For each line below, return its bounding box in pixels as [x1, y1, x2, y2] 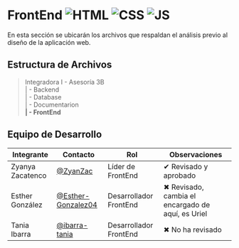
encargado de [163, 200, 211, 210]
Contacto [63, 149, 95, 159]
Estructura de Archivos [7, 59, 112, 71]
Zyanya [11, 161, 36, 171]
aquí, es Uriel [163, 208, 208, 218]
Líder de [107, 161, 135, 171]
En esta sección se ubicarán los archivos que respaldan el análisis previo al [7, 31, 228, 39]
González [11, 200, 43, 210]
